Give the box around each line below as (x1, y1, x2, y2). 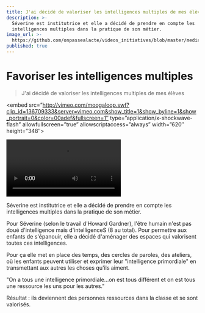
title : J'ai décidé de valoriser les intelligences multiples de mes (6, 9, 187, 15)
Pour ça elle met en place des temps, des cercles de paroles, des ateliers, (6, 251, 192, 258)
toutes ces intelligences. (6, 239, 68, 246)
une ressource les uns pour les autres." (6, 282, 105, 290)
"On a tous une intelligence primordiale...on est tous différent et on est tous (6, 276, 195, 283)
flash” (6, 120, 21, 128)
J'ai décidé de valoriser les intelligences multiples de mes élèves (21, 89, 185, 96)
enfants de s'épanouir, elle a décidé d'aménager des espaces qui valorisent (6, 232, 197, 240)
